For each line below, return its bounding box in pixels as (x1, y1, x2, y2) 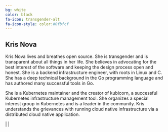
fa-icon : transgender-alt (5, 17, 60, 22)
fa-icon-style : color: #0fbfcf (5, 21, 69, 27)
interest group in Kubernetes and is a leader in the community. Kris (5, 101, 145, 107)
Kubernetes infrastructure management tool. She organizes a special (5, 95, 149, 101)
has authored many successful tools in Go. (5, 80, 95, 86)
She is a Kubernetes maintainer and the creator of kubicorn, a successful (5, 90, 158, 96)
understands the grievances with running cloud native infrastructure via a (5, 106, 158, 112)
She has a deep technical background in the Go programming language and (5, 75, 163, 81)
